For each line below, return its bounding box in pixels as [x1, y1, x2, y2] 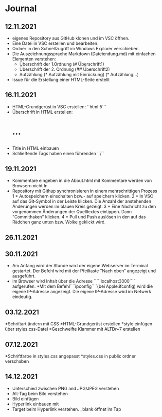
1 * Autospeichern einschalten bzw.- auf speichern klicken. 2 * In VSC [12, 193, 153, 199]
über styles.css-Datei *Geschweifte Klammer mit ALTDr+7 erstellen [5, 326, 141, 332]
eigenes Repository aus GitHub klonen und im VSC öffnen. [12, 35, 130, 41]
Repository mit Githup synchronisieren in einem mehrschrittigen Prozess [12, 188, 157, 194]
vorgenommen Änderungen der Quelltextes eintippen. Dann [12, 209, 132, 215]
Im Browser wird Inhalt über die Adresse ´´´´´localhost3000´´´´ [12, 278, 135, 284]
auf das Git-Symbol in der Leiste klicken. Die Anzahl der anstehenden [12, 199, 152, 204]
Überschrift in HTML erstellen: [12, 109, 73, 115]
